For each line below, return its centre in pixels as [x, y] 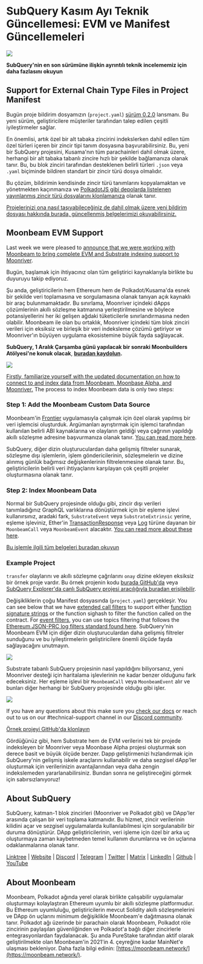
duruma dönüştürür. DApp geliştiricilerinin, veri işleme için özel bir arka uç [98, 832]
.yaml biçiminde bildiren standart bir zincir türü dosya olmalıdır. [85, 171]
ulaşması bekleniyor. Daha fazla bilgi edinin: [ [62, 948]
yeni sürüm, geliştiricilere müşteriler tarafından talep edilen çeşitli [87, 121]
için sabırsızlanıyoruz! [33, 780]
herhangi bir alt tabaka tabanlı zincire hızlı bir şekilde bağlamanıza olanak [97, 158]
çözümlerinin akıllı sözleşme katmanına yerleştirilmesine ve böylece [90, 309]
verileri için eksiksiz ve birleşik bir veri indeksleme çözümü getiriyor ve [94, 328]
